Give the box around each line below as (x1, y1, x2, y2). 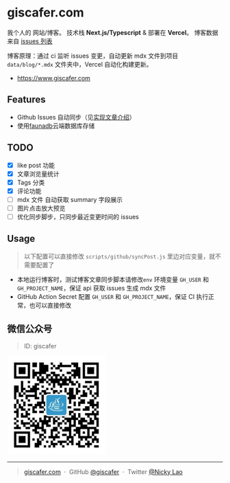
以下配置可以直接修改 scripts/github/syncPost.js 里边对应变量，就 (23, 252, 216, 260)
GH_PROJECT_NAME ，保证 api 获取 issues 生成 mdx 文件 (16, 284, 166, 292)
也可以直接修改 (29, 301, 72, 309)
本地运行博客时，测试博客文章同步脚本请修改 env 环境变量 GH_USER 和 (16, 275, 209, 283)
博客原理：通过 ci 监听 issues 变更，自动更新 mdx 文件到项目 (7, 52, 179, 60)
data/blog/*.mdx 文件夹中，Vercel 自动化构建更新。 (7, 60, 153, 68)
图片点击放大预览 (16, 204, 66, 212)
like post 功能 (16, 161, 55, 169)
